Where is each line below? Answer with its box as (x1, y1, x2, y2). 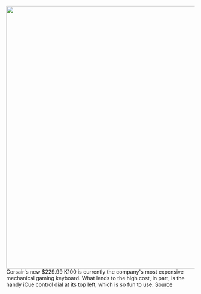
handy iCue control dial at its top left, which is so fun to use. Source (6, 281, 173, 288)
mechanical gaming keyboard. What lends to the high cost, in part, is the (6, 275, 185, 281)
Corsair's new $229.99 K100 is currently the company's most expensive (6, 268, 184, 275)
